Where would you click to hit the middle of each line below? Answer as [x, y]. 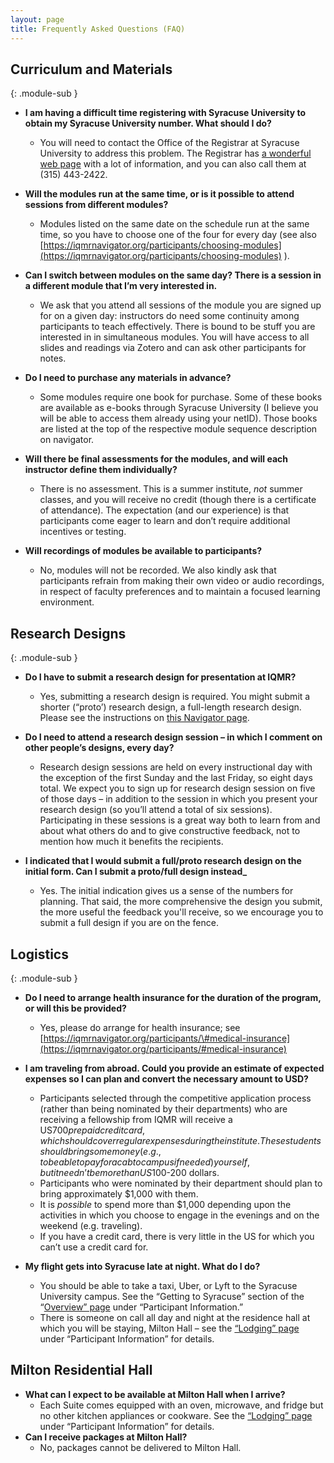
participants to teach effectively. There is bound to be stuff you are [177, 327]
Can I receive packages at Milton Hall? [106, 1437]
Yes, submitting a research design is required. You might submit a [175, 697]
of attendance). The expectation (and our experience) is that [164, 510]
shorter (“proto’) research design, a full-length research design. [170, 707]
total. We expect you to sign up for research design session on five [177, 788]
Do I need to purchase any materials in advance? [128, 378]
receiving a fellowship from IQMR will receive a [136, 1119]
